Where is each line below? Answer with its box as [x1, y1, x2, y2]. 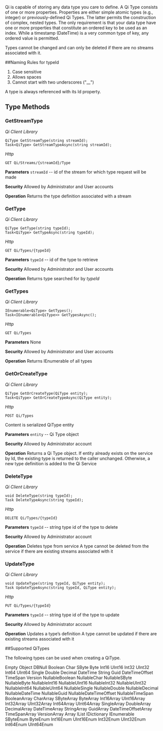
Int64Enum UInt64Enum [5, 722, 54, 728]
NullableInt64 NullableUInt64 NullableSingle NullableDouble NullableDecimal [5, 685, 159, 691]
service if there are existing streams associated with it [5, 548, 113, 554]
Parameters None [5, 339, 41, 345]
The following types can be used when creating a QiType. [5, 655, 121, 661]
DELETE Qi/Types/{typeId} [5, 516, 57, 520]
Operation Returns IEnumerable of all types [5, 358, 92, 364]
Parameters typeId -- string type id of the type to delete [5, 524, 118, 530]
